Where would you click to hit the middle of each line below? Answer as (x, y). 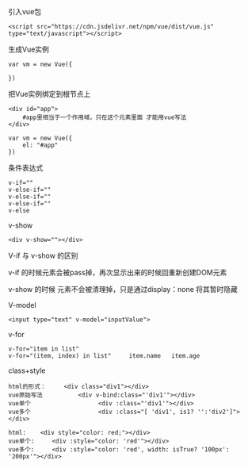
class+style (27, 370)
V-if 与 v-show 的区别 (43, 255)
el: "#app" (40, 145)
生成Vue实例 (29, 49)
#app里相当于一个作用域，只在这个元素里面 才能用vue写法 (105, 117)
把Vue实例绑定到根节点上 (50, 94)
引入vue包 (25, 12)
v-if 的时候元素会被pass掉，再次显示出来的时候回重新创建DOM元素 (118, 272)
